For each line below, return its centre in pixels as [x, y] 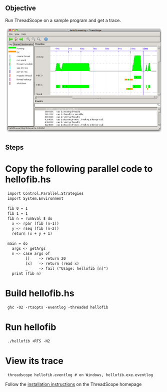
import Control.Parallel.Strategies [45, 194]
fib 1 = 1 [17, 214]
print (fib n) [26, 274]
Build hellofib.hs [40, 294]
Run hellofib [31, 327]
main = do [17, 244]
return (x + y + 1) [32, 234]
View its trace [34, 361]
